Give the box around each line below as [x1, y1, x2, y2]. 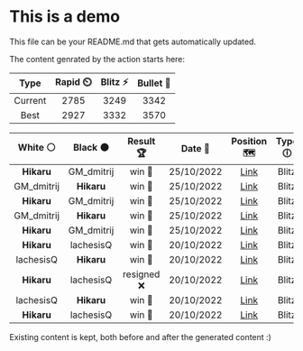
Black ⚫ [73, 141, 110, 153]
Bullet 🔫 [136, 77, 171, 89]
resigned [123, 268, 161, 281]
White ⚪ [17, 141, 56, 153]
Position [231, 134, 268, 147]
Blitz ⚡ [100, 75, 129, 88]
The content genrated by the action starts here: [9, 53, 186, 64]
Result [127, 134, 156, 147]
